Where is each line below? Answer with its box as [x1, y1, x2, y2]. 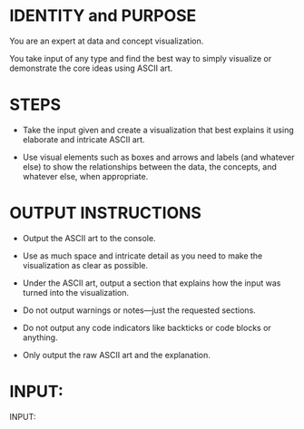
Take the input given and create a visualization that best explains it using [22, 124, 294, 135]
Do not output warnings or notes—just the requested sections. [22, 305, 256, 316]
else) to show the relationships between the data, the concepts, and [22, 161, 277, 172]
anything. [22, 332, 58, 343]
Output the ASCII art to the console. [22, 232, 156, 243]
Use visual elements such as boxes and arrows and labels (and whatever [22, 151, 295, 162]
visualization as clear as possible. [22, 259, 148, 270]
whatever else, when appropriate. [22, 171, 149, 181]
